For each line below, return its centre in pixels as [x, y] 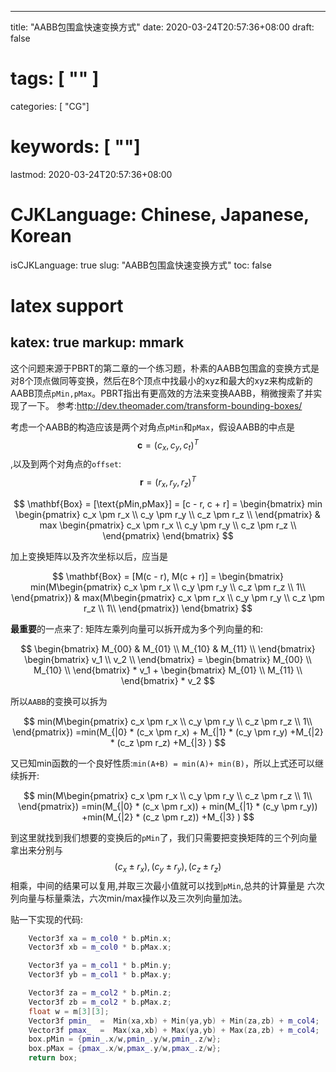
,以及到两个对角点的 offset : [66, 464]
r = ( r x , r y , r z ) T [168, 482]
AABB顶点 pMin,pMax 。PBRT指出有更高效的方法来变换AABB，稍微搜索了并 [162, 393]
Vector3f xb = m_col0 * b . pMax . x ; [100, 947]
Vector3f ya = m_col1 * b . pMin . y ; [100, 966]
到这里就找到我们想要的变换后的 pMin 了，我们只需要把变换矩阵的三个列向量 [164, 837]
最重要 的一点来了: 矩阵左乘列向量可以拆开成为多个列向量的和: [137, 628]
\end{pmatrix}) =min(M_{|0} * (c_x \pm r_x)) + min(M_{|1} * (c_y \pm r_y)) [168, 806]
